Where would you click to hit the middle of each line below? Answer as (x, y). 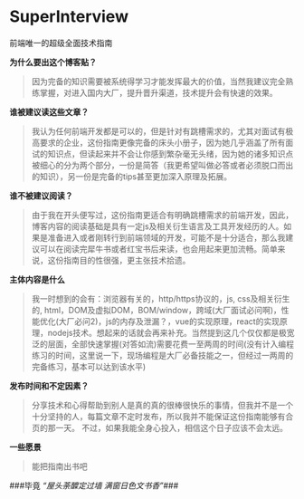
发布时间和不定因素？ (49, 386)
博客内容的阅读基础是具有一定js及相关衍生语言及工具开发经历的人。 (157, 226)
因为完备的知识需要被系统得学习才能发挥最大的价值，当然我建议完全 (158, 81)
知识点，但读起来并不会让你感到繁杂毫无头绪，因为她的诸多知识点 (171, 154)
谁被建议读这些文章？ (49, 111)
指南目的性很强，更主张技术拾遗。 (127, 260)
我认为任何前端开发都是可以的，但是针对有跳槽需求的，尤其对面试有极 (162, 131)
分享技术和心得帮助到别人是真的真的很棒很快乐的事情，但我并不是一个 (162, 405)
